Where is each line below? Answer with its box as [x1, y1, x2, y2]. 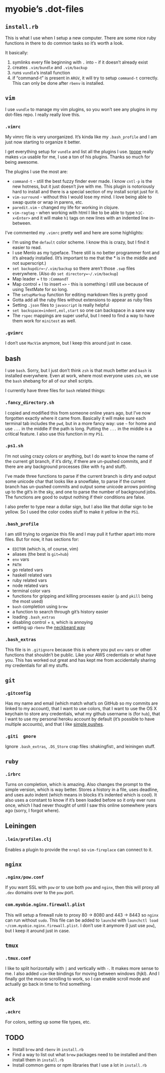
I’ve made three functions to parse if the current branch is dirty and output [5, 473, 156, 479]
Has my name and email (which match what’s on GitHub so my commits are [5, 700, 158, 706]
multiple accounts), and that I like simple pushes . [5, 721, 104, 727]
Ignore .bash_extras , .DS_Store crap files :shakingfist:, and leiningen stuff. [5, 744, 156, 750]
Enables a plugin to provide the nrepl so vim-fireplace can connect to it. [5, 847, 153, 853]
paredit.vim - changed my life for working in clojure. [12, 205, 119, 211]
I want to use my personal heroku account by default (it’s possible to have [5, 716, 155, 722]
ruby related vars [12, 577, 47, 583]
